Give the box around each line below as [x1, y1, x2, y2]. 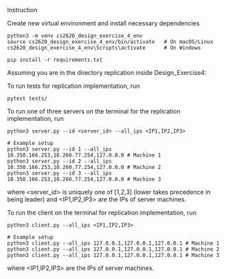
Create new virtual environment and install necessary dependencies [7, 19, 200, 27]
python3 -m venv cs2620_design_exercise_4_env [7, 32, 143, 39]
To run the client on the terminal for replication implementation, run [7, 209, 197, 216]
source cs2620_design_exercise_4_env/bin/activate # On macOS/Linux [7, 38, 214, 45]
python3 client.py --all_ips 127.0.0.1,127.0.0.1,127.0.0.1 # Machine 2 [7, 246, 220, 253]
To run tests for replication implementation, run [7, 82, 140, 90]
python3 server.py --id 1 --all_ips [7, 146, 112, 153]
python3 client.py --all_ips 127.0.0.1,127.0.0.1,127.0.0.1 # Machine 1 [7, 240, 220, 247]
